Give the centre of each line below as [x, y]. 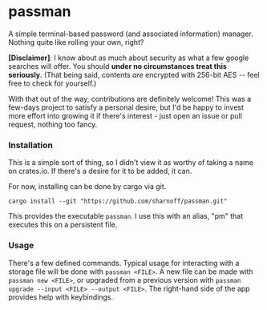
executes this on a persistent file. [63, 225]
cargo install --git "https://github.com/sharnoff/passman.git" [118, 201]
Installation [31, 145]
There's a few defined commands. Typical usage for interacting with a [124, 263]
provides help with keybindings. [61, 297]
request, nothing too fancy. [53, 124]
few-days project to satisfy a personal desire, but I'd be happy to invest [126, 107]
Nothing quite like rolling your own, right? [76, 42]
